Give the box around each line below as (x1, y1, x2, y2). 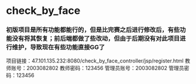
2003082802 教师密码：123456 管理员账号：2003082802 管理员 (26, 65, 184, 72)
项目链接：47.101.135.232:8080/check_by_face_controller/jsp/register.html (6, 57, 184, 64)
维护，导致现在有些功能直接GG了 (12, 43, 105, 52)
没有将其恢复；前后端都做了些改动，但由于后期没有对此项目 (12, 35, 180, 43)
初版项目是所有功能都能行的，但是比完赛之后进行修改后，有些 (6, 26, 180, 34)
